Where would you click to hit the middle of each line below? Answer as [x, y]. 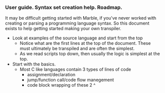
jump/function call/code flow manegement [70, 80]
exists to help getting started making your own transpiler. [63, 29]
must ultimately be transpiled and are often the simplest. [77, 49]
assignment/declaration [51, 75]
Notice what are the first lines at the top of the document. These [85, 43]
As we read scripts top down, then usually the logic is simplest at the [90, 54]
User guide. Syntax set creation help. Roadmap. [64, 7]
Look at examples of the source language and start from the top [77, 38]
